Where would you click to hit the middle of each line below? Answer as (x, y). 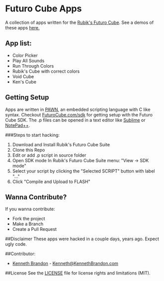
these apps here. (22, 27)
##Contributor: (20, 254)
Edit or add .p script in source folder (49, 155)
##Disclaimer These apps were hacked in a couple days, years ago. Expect (82, 239)
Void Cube (23, 76)
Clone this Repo (29, 150)
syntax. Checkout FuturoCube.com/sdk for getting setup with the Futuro (79, 114)
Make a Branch (28, 224)
